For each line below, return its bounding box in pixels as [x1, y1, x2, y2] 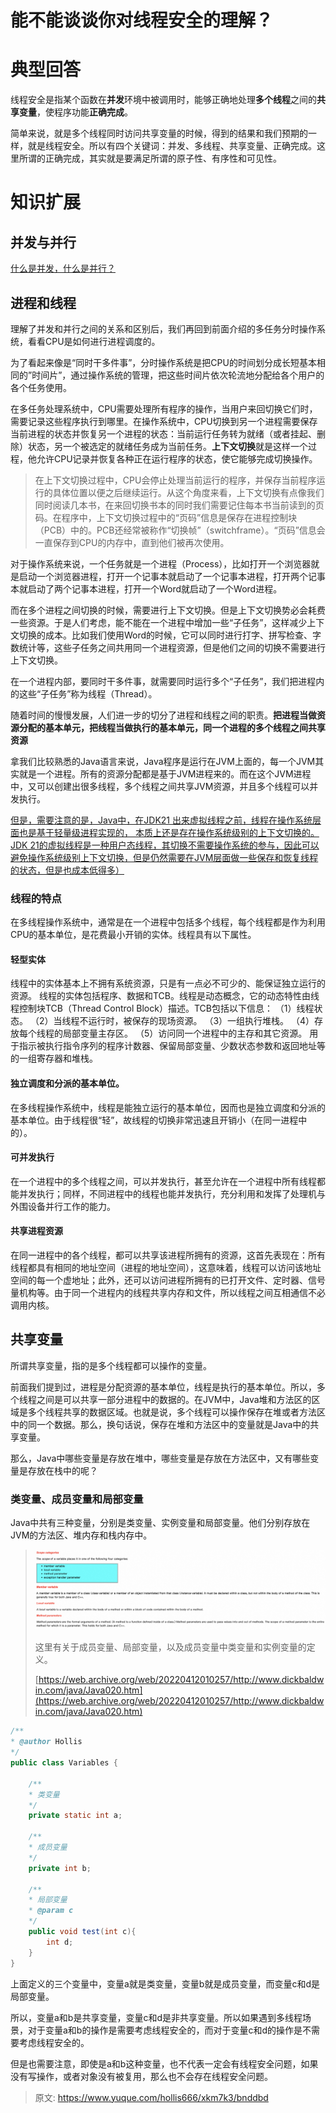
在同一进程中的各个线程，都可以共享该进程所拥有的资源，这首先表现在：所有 [10, 1249, 326, 1261]
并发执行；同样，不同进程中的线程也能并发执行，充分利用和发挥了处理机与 [18, 1187, 326, 1200]
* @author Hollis [10, 1737, 83, 1747]
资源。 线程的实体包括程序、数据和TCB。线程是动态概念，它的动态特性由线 [10, 990, 320, 1002]
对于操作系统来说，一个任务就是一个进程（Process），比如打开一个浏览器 [10, 557, 312, 570]
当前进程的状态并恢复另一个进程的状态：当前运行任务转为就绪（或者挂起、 [10, 427, 317, 440]
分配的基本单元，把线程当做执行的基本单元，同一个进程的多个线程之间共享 [18, 721, 326, 733]
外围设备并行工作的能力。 [10, 1200, 116, 1212]
